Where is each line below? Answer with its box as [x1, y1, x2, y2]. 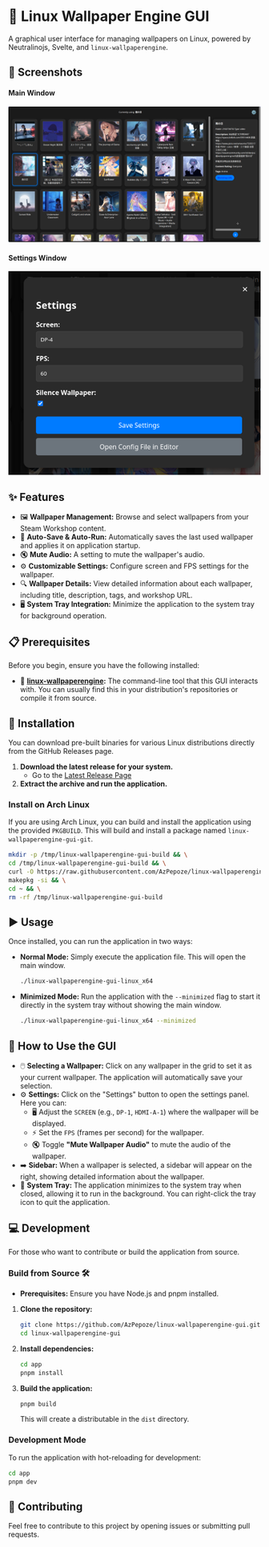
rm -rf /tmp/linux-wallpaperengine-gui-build [8, 893, 163, 902]
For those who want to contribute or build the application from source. [8, 1247, 240, 1256]
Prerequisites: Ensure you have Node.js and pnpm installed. [19, 1288, 219, 1299]
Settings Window [8, 253, 67, 263]
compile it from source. [19, 694, 97, 703]
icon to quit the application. [19, 1197, 110, 1207]
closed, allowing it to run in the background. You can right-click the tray [19, 1188, 256, 1199]
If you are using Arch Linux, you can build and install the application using [8, 817, 252, 827]
